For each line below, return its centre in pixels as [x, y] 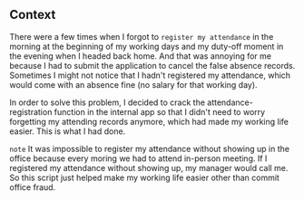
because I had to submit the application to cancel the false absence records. [152, 65]
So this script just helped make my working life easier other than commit [144, 177]
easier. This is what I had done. [68, 131]
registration [31, 111]
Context [33, 15]
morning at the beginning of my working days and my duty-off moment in [147, 46]
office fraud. [33, 187]
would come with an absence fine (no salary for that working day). [133, 84]
